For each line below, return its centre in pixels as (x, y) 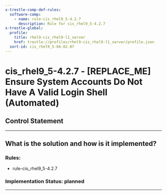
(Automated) (32, 103)
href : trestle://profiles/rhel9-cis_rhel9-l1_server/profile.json (84, 42)
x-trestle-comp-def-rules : (33, 10)
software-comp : (25, 14)
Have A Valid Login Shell (56, 92)
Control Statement (34, 121)
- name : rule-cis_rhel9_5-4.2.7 (47, 19)
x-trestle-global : (24, 28)
